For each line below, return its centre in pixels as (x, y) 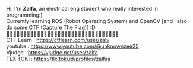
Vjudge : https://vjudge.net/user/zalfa (52, 52)
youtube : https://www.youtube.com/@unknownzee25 (72, 46)
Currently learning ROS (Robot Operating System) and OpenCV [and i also (97, 21)
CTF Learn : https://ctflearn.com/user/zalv (58, 40)
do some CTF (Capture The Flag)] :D (51, 27)
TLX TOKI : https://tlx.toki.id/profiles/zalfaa (58, 59)
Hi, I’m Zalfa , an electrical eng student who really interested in (82, 9)
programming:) (24, 15)
